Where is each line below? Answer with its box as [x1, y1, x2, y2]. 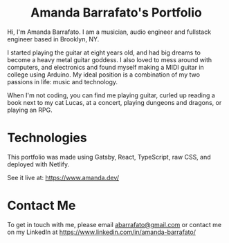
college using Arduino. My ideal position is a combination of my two [7, 70, 201, 79]
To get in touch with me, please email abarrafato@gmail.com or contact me [7, 220, 222, 229]
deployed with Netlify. [7, 160, 70, 168]
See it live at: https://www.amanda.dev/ [7, 173, 120, 182]
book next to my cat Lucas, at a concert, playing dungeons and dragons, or [7, 98, 222, 106]
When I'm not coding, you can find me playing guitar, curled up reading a [7, 91, 216, 99]
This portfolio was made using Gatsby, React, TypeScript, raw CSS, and [7, 153, 211, 161]
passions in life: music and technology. [7, 77, 118, 86]
